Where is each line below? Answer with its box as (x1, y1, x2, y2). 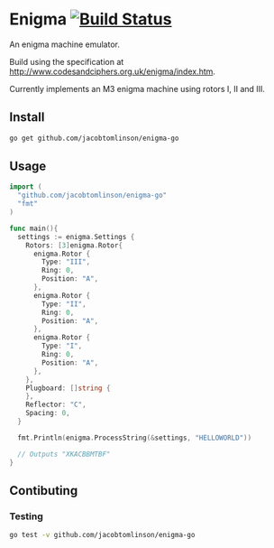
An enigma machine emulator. (9, 39, 120, 50)
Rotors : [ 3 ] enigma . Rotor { (25, 240, 123, 250)
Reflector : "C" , (25, 400, 87, 410)
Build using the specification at (9, 56, 124, 67)
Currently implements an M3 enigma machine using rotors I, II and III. (9, 83, 266, 94)
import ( (9, 182, 42, 191)
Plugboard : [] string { (25, 384, 111, 393)
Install (9, 109, 45, 125)
